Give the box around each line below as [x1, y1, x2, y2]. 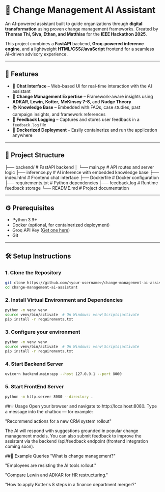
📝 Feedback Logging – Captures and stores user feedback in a [12, 116, 140, 122]
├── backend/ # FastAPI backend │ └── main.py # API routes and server [5, 164, 155, 170]
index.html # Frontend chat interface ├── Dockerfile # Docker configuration [5, 174, 159, 180]
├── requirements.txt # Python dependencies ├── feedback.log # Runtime [5, 179, 158, 186]
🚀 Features [5, 70, 39, 78]
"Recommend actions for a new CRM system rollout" [5, 418, 112, 424]
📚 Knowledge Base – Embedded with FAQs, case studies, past [12, 104, 141, 110]
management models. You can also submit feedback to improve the [5, 433, 141, 439]
